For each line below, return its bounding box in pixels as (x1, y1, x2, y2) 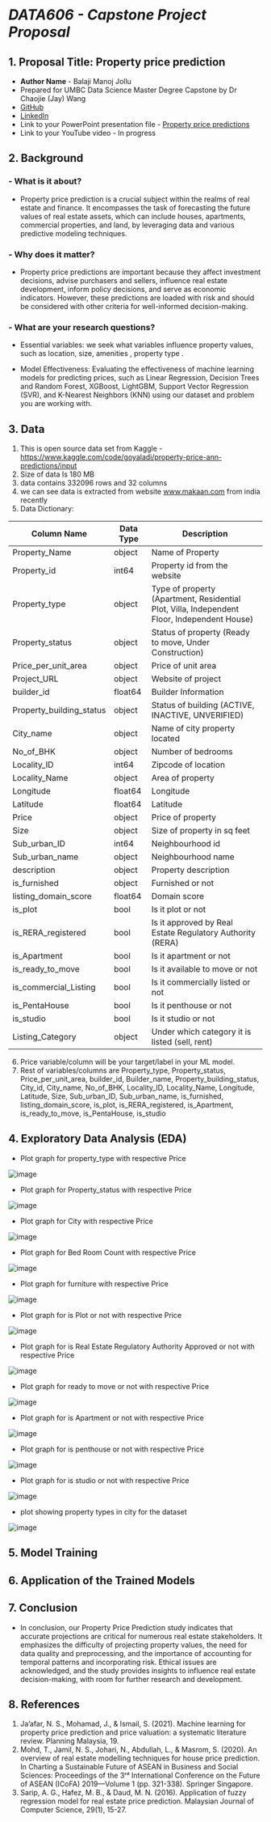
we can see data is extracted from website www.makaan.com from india (19, 487, 261, 497)
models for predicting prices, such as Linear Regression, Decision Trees (19, 373, 260, 383)
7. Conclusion (8, 1601, 78, 1615)
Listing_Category (12, 1032, 77, 1043)
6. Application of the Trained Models (8, 1574, 195, 1587)
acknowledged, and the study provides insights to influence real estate (19, 1665, 256, 1676)
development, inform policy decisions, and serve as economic (19, 284, 227, 294)
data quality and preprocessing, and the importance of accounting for (19, 1648, 252, 1658)
